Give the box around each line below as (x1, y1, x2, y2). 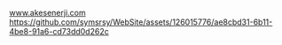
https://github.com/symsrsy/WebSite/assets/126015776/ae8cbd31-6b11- (9, 17, 273, 27)
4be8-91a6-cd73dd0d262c (9, 26, 109, 36)
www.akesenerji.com (9, 8, 86, 18)
